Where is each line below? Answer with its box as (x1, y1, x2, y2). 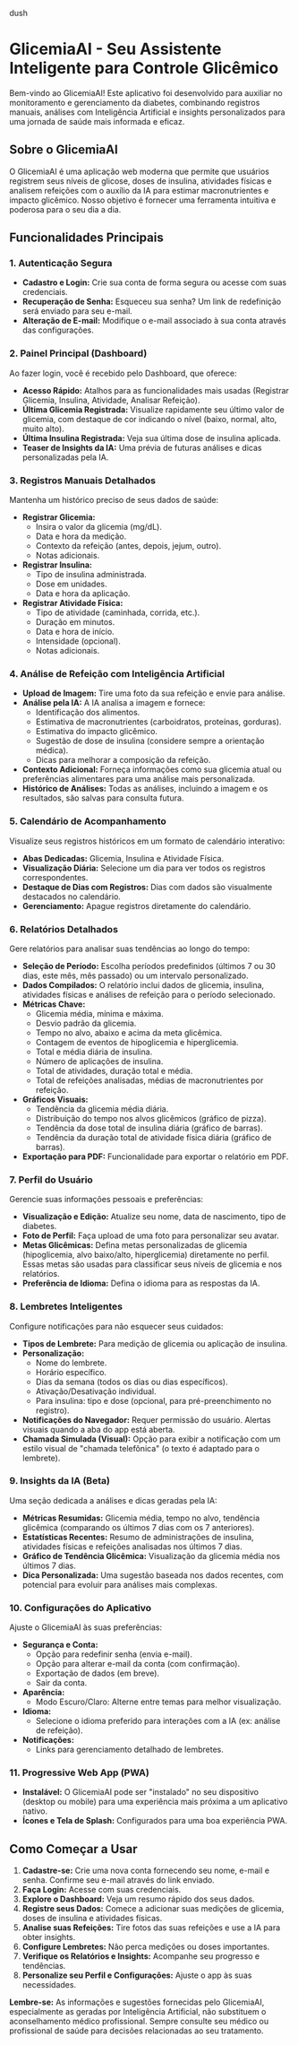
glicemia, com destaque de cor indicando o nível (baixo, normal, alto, (21, 413, 277, 424)
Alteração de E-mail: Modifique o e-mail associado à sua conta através (21, 316, 286, 326)
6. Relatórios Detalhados (9, 923, 119, 935)
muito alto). (21, 423, 64, 434)
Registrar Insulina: (21, 559, 92, 570)
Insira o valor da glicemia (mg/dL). (35, 522, 163, 533)
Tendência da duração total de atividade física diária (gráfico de (35, 1131, 272, 1142)
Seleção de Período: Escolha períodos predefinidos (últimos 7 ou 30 (21, 960, 276, 971)
